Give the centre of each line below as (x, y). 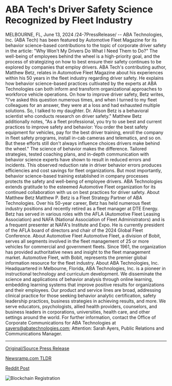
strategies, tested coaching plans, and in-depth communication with (77, 154)
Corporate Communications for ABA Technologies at (61, 323)
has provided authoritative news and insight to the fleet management (78, 252)
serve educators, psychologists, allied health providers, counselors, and (81, 306)
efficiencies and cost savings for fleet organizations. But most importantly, (84, 170)
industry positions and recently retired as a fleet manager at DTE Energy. (82, 208)
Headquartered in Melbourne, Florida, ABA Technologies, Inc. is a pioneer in (85, 268)
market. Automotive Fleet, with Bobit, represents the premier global (76, 258)
